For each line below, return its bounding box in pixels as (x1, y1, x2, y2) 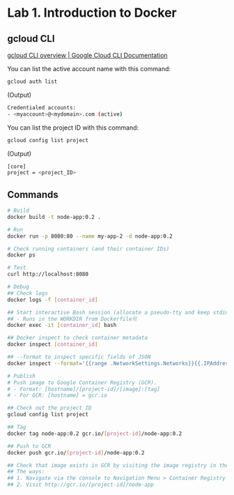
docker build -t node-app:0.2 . (7, 213, 101, 220)
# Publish (7, 372, 36, 379)
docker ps (7, 252, 36, 259)
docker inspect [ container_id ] (7, 341, 98, 348)
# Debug (7, 284, 30, 291)
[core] (7, 162, 26, 170)
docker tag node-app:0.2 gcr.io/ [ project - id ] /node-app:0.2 (7, 430, 182, 437)
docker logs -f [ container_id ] (7, 296, 98, 303)
